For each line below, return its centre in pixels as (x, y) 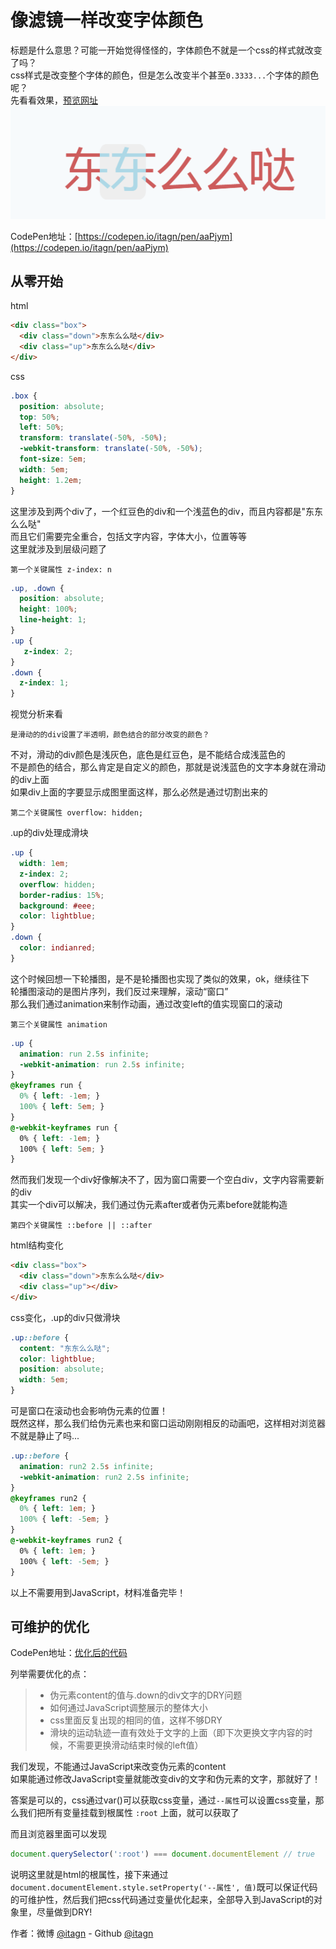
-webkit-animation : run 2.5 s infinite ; (102, 1064)
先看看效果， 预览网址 (54, 100)
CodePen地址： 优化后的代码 (69, 1653)
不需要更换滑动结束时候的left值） (135, 1745)
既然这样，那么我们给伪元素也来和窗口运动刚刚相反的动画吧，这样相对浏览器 (168, 1423)
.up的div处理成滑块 (49, 833)
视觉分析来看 (36, 714)
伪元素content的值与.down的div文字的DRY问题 (146, 1695)
